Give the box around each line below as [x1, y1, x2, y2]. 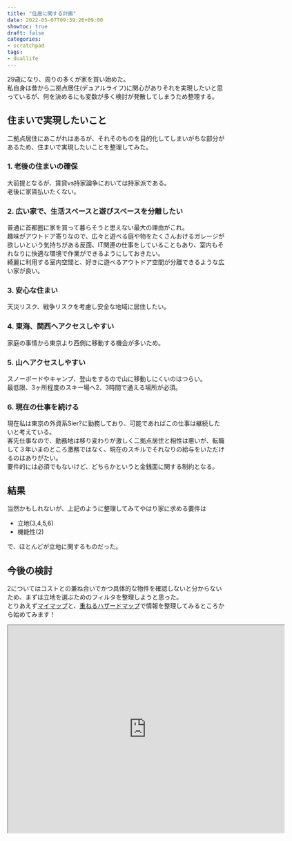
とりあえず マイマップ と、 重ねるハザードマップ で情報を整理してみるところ [7, 601, 219, 609]
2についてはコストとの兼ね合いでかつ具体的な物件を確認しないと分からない [7, 584, 222, 592]
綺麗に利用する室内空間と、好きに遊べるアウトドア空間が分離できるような [7, 258, 219, 266]
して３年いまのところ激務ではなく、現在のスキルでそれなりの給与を [7, 445, 201, 454]
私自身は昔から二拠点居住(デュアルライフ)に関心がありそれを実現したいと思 [7, 84, 223, 92]
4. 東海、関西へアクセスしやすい [7, 322, 115, 331]
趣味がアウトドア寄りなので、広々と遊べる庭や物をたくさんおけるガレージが [7, 232, 225, 241]
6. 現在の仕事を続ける [7, 402, 79, 412]
